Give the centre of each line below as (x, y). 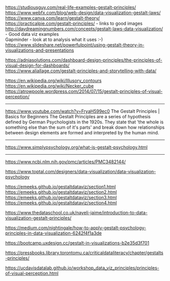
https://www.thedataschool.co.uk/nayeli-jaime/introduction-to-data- (76, 213)
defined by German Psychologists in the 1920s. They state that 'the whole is (84, 122)
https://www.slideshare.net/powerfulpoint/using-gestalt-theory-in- (75, 45)
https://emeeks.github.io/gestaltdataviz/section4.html (61, 203)
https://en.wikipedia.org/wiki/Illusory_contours (54, 81)
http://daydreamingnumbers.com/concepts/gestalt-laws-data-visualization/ (84, 29)
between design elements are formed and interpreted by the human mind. (82, 133)
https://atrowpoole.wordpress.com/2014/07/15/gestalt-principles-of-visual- (84, 91)
